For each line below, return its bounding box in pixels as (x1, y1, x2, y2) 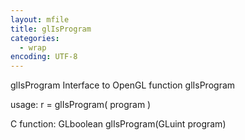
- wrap (19, 42, 47, 53)
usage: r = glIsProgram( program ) (10, 99, 152, 111)
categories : (10, 33, 60, 43)
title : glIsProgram (10, 24, 92, 34)
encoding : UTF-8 (10, 52, 78, 62)
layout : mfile (10, 14, 70, 25)
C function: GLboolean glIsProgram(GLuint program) (10, 118, 227, 130)
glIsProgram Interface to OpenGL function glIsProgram (10, 79, 236, 91)
